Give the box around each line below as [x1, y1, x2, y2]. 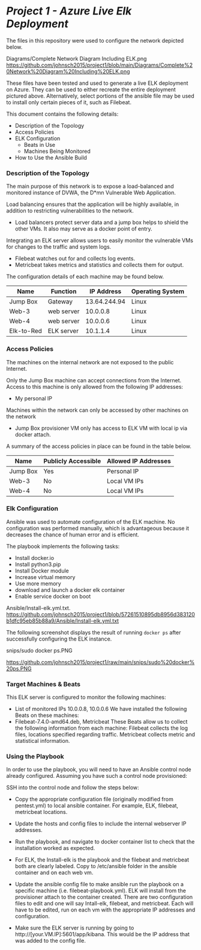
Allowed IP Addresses [107, 456, 171, 465]
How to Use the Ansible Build [14, 154, 87, 161]
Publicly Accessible [43, 456, 101, 465]
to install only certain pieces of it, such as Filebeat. [6, 98, 132, 106]
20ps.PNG [6, 665, 32, 672]
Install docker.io [14, 554, 55, 561]
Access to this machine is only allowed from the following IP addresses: [6, 383, 184, 390]
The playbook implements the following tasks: [6, 542, 120, 550]
